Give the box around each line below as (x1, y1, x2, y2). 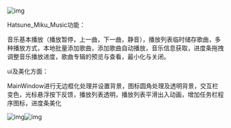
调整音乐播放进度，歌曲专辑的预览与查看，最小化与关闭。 (7, 52, 170, 61)
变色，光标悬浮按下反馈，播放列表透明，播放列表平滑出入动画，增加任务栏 (7, 90, 218, 98)
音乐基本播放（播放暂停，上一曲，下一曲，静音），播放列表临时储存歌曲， (7, 35, 215, 43)
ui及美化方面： (7, 67, 49, 75)
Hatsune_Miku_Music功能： (7, 21, 86, 29)
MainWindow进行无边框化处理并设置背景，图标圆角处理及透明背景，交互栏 (7, 82, 219, 89)
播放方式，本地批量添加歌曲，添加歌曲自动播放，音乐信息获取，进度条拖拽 (12, 44, 224, 52)
